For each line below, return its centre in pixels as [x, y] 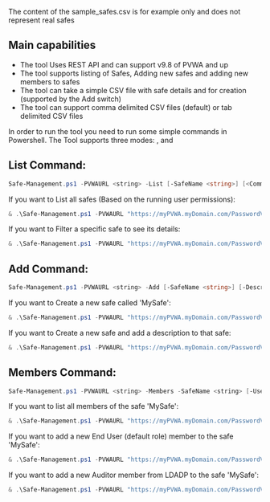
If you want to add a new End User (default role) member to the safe [121, 436]
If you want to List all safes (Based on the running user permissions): [122, 199]
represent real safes [41, 20]
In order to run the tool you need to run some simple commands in [118, 131]
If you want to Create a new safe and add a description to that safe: [120, 333]
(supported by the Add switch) [71, 99]
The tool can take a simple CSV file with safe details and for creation [133, 90]
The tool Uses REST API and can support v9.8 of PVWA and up [124, 64]
